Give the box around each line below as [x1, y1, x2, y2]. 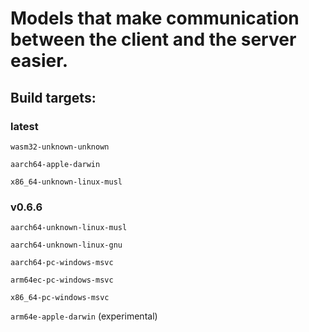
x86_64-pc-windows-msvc [10, 293, 110, 303]
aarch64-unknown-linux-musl [10, 223, 128, 233]
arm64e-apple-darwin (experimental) [10, 310, 158, 322]
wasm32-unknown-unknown [10, 142, 110, 152]
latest [10, 119, 39, 133]
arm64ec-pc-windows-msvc [10, 275, 114, 286]
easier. [10, 50, 69, 72]
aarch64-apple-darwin [10, 159, 101, 169]
